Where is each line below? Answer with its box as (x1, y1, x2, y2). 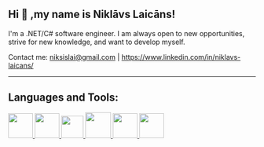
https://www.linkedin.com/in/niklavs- (121, 52, 241, 61)
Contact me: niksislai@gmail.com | (8, 52, 120, 61)
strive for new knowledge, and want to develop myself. (8, 37, 186, 46)
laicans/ (8, 61, 34, 70)
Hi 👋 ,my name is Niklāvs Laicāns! (8, 8, 176, 21)
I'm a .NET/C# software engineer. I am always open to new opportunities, (8, 28, 245, 38)
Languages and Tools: (8, 91, 119, 105)
